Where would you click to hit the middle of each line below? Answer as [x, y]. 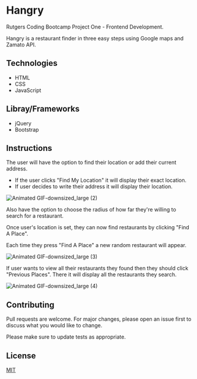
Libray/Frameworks [43, 109]
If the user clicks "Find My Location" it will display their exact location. [101, 180]
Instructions [29, 148]
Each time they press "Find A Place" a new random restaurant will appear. [96, 245]
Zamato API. [21, 45]
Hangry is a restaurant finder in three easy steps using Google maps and [95, 38]
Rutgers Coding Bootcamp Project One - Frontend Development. [85, 27]
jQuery [23, 123]
